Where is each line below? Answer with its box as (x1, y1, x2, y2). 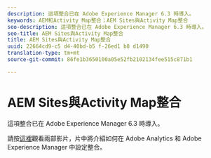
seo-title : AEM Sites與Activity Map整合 (7, 29, 124, 37)
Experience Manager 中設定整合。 (7, 143, 107, 151)
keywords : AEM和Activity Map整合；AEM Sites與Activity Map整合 (7, 17, 189, 24)
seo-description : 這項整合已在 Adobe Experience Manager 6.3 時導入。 (7, 23, 207, 30)
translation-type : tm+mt (7, 50, 80, 57)
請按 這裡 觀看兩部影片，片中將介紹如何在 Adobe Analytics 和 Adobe (7, 134, 202, 143)
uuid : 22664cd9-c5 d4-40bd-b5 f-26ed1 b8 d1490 (7, 43, 149, 50)
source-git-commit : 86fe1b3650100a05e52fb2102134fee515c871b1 (7, 56, 193, 63)
